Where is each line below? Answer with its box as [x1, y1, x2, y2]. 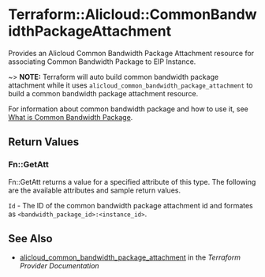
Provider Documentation [19, 261, 100, 271]
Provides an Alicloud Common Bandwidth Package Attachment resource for [8, 48, 255, 58]
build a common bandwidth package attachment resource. [8, 88, 199, 98]
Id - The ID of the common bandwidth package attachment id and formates [8, 200, 254, 210]
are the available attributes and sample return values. [8, 185, 181, 195]
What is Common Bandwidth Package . [8, 112, 133, 122]
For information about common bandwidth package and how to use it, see [8, 104, 248, 114]
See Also [8, 232, 53, 245]
